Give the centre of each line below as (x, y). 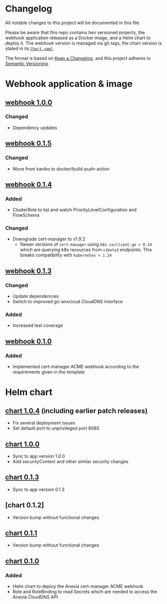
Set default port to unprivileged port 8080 (56, 428)
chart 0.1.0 (22, 561)
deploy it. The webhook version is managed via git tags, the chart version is (83, 43)
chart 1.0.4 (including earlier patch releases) (76, 411)
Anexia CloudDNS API (35, 597)
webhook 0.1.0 (28, 341)
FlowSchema (26, 215)
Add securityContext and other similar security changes (70, 461)
